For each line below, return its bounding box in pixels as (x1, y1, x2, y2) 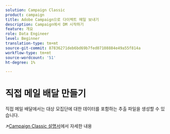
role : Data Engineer (5, 31, 50, 36)
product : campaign (5, 12, 45, 17)
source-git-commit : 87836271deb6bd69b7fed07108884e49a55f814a (5, 46, 141, 51)
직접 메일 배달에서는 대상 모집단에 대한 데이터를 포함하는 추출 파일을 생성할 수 (5, 106, 160, 112)
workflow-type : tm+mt (5, 50, 52, 55)
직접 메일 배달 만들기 (5, 88, 86, 100)
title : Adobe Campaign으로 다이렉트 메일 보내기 (5, 17, 99, 22)
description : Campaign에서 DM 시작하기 (5, 21, 84, 27)
